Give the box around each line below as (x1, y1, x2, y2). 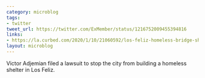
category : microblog (6, 9, 59, 15)
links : (6, 32, 23, 38)
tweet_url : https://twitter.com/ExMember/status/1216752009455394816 (6, 26, 187, 32)
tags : (6, 15, 20, 21)
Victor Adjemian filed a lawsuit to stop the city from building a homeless (6, 59, 187, 67)
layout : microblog (6, 43, 53, 49)
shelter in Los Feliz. (6, 66, 55, 73)
